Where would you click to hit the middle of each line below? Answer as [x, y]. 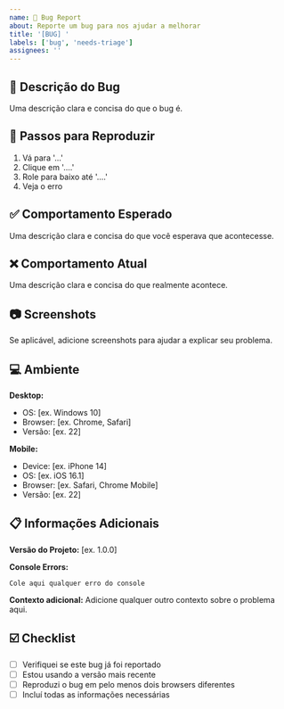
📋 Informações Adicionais [85, 524]
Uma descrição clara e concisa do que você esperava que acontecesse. [142, 235]
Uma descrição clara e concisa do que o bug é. [96, 108]
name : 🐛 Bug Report [45, 17]
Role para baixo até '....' [65, 177]
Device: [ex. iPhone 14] [64, 466]
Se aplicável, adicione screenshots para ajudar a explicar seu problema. [141, 341]
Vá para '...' [43, 158]
